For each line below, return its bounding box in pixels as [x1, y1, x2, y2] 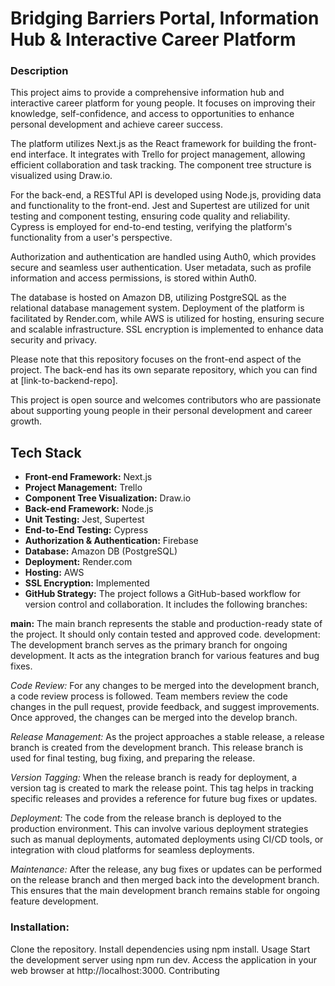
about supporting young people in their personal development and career [10, 405, 313, 417]
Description [10, 64, 69, 78]
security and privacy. [10, 334, 97, 346]
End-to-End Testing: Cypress [24, 524, 149, 536]
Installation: [10, 920, 70, 934]
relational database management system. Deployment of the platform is [10, 302, 305, 314]
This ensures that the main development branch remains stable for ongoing [10, 885, 321, 897]
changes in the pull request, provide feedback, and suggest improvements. [10, 701, 320, 713]
